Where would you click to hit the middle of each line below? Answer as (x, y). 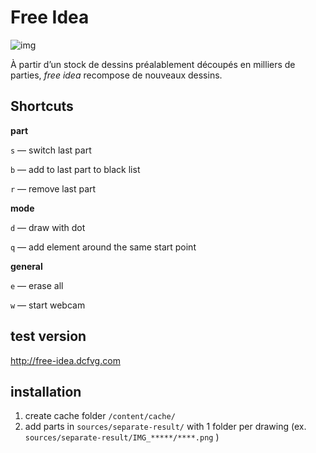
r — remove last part (53, 188)
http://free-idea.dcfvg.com (65, 360)
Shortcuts (42, 106)
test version (48, 336)
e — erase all (37, 285)
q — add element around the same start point (103, 247)
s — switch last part (51, 150)
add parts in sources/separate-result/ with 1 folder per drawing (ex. (165, 427)
